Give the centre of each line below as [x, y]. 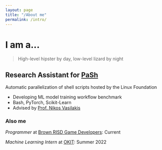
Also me [16, 121]
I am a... [22, 45]
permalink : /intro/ [26, 19]
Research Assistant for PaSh [52, 75]
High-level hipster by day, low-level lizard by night [71, 59]
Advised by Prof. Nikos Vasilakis [47, 108]
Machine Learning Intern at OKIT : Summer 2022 [56, 142]
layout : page [19, 10]
